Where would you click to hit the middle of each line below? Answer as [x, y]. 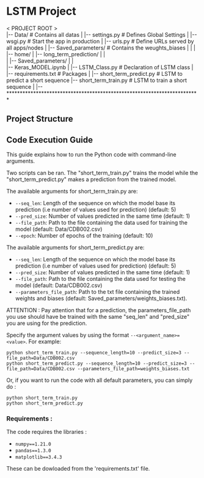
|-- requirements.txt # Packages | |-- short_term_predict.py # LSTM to [95, 73]
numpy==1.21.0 [33, 444]
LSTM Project [41, 11]
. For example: [43, 342]
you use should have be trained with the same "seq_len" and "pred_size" [98, 317]
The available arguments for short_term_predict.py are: [75, 248]
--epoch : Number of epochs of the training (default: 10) [84, 236]
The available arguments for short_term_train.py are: [72, 192]
